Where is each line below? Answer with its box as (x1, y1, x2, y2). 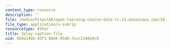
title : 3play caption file (5, 31, 63, 36)
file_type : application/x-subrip (5, 21, 76, 27)
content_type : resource (5, 7, 56, 13)
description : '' (5, 12, 40, 17)
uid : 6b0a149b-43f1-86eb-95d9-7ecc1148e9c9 (5, 36, 99, 41)
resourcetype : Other (5, 27, 49, 32)
